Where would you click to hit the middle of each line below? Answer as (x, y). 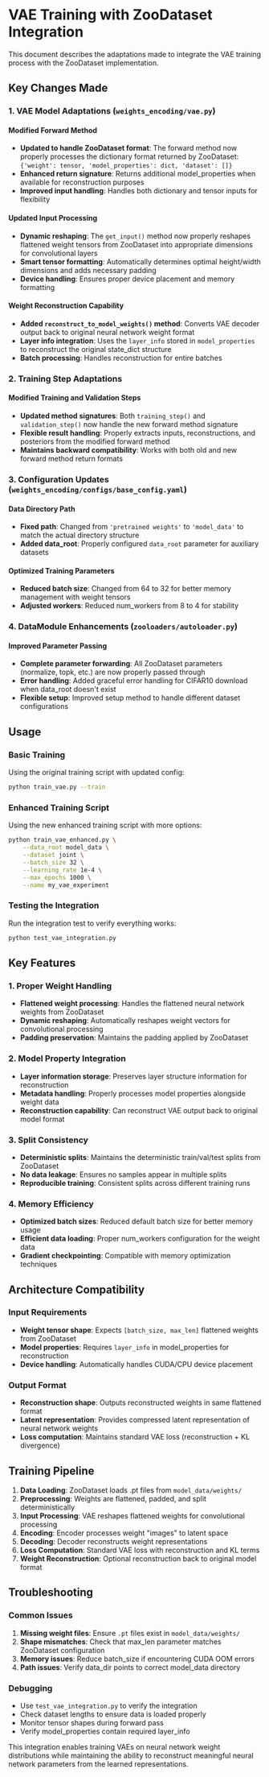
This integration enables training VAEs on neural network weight (114, 1746)
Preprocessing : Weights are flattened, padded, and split (113, 1498)
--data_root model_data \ (66, 847)
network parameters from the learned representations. (98, 1764)
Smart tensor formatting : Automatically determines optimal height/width (140, 261)
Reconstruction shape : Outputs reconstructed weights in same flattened (141, 1402)
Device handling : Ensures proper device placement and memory (127, 279)
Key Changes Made (58, 88)
